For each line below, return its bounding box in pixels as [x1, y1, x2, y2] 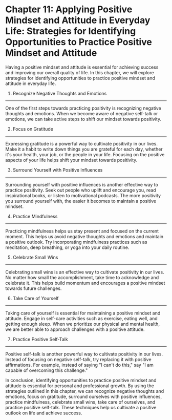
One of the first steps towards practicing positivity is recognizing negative [5, 105, 161, 111]
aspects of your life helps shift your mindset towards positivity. [5, 157, 138, 163]
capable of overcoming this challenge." [5, 367, 88, 373]
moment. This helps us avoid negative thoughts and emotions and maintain [5, 233, 164, 239]
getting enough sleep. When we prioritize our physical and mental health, [5, 321, 160, 327]
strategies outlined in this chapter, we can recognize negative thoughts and [5, 388, 164, 394]
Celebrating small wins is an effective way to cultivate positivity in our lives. [5, 269, 165, 275]
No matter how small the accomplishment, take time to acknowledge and [5, 274, 159, 280]
